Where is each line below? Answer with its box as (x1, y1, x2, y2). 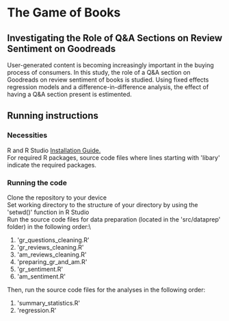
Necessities (7, 130, 48, 140)
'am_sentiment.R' (16, 272, 66, 281)
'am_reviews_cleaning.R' (16, 250, 87, 259)
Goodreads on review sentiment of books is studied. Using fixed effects (7, 75, 209, 84)
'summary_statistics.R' (16, 298, 81, 307)
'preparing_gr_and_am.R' (16, 257, 87, 265)
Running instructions (7, 110, 99, 121)
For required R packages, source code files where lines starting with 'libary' (7, 153, 220, 162)
